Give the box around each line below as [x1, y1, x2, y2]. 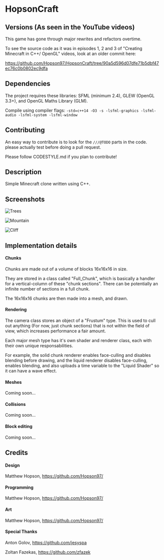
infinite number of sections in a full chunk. [5, 286, 90, 292]
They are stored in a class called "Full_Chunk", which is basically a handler [5, 275, 155, 281]
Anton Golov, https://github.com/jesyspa [5, 539, 87, 545]
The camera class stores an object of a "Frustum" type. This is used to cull [5, 318, 156, 323]
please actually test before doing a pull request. [5, 144, 101, 150]
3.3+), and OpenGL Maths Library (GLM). [5, 98, 88, 104]
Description [5, 168, 42, 176]
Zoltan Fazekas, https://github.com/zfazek [5, 549, 91, 555]
